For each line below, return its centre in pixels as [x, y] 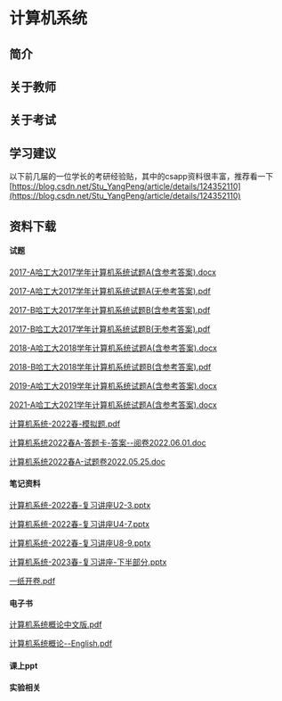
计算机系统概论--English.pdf [61, 644]
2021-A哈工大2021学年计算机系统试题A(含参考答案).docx [113, 404]
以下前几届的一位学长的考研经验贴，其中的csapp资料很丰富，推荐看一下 [141, 177]
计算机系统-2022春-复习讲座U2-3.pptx [80, 505]
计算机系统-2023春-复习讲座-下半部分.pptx [88, 562]
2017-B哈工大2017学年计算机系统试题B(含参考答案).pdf [110, 309]
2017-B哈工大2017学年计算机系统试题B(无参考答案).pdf [110, 329]
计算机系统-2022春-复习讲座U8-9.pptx [80, 543]
